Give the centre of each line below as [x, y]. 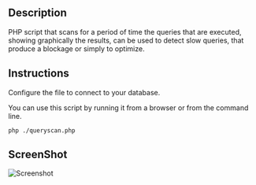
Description [37, 13]
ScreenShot [38, 155]
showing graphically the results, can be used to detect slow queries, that [126, 40]
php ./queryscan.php [42, 130]
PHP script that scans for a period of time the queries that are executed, [125, 31]
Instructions [39, 74]
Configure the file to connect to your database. [84, 92]
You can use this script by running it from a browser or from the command [128, 107]
